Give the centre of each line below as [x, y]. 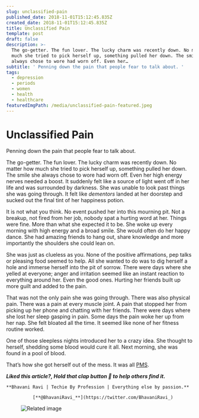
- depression [28, 78]
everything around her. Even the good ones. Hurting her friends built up [93, 280]
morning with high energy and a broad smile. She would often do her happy [98, 231]
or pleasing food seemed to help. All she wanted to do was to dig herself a [97, 261]
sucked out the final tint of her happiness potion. [65, 200]
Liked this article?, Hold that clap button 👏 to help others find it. [86, 376]
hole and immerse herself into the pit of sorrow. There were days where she [99, 267]
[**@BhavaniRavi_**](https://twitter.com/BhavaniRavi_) [103, 398]
